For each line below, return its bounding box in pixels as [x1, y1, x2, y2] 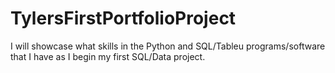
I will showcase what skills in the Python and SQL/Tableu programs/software [10, 40, 326, 52]
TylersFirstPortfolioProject [10, 7, 237, 30]
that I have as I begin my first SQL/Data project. [10, 50, 206, 62]
